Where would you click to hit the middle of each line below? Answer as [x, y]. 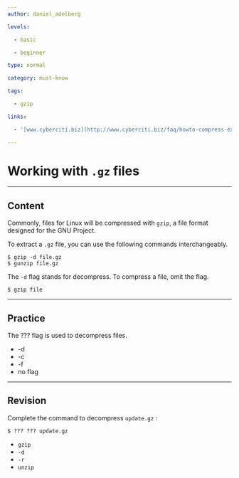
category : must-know [38, 78]
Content [26, 206]
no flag [28, 372]
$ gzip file [25, 290]
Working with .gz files [74, 171]
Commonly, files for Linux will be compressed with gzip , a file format [108, 223]
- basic [25, 40]
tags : [15, 91]
